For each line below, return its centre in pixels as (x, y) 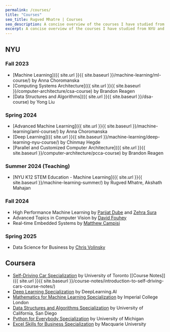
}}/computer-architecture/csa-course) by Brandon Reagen (74, 91)
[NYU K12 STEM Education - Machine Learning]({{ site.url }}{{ (77, 177)
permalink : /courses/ (28, 10)
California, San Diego (35, 313)
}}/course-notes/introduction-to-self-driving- (116, 281)
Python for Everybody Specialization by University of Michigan (78, 318)
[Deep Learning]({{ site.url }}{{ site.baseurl (57, 137)
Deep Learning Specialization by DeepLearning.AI (65, 291)
